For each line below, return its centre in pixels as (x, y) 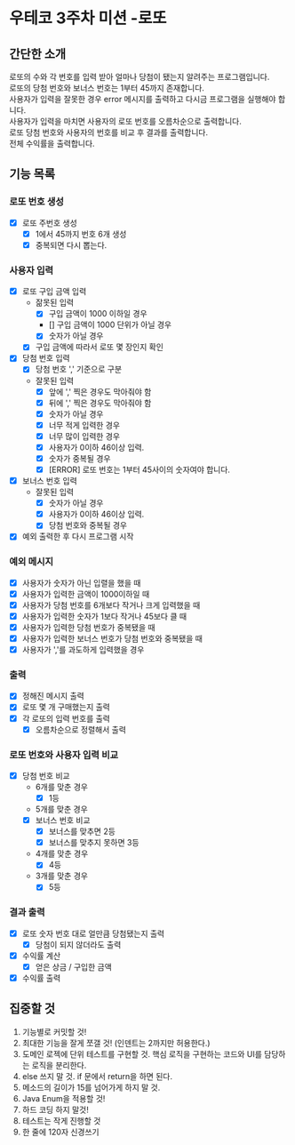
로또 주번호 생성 (49, 222)
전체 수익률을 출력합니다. (52, 144)
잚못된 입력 (54, 302)
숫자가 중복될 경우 (80, 458)
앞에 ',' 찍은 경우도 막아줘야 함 (100, 391)
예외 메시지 (32, 562)
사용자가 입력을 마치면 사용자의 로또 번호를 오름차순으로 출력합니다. (125, 121)
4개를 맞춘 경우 (62, 853)
